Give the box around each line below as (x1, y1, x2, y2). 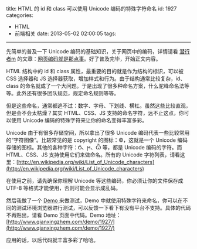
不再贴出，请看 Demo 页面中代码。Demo (6, 212, 104, 219)
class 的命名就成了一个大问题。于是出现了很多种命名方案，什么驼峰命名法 (6, 83, 185, 89)
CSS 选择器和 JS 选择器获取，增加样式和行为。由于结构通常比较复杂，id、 (6, 75, 186, 82)
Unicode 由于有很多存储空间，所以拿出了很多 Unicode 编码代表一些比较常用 (6, 129, 190, 136)
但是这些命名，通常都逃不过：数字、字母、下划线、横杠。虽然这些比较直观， (6, 102, 191, 109)
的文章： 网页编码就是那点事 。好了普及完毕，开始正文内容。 (17, 55, 161, 62)
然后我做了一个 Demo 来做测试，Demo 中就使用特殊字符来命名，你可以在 (6, 197, 183, 204)
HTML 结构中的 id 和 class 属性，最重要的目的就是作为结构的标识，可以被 (6, 68, 184, 74)
